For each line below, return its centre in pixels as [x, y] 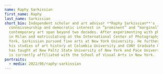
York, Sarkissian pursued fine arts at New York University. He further [84, 41]
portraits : [16, 59]
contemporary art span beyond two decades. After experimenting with [81, 32]
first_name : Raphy [23, 14]
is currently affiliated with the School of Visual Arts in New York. [82, 55]
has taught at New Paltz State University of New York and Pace [75, 50]
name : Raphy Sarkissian [29, 9]
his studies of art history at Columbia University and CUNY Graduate [82, 46]
